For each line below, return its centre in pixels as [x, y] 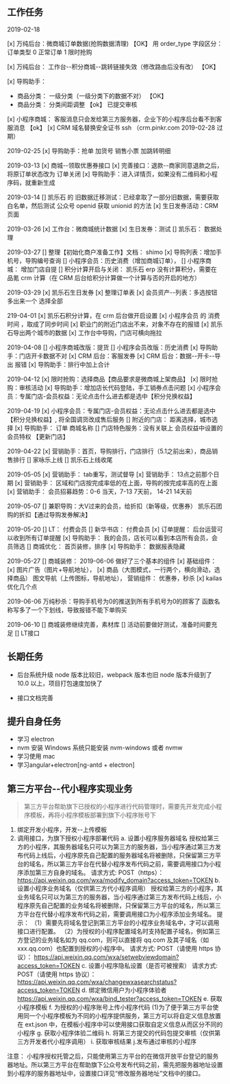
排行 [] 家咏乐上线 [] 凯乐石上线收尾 [63, 459]
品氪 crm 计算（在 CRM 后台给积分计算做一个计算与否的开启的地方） [104, 277]
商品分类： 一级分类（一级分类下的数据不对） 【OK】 [92, 95]
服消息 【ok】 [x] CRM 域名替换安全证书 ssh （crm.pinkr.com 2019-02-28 [111, 127]
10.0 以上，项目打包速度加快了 [60, 683]
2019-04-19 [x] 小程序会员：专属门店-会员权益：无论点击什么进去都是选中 [112, 411]
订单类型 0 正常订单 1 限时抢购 [50, 52]
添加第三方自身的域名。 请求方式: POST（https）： [93, 873]
